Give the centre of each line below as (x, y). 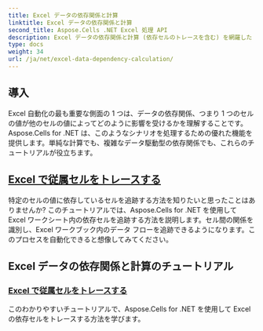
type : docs (26, 45)
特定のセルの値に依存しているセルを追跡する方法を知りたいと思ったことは (128, 200)
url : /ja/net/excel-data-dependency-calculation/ (91, 60)
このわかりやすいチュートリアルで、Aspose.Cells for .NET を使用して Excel (130, 309)
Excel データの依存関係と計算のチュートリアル (121, 266)
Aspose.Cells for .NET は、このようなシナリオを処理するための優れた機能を (130, 133)
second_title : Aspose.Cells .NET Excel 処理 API (88, 30)
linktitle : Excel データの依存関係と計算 (70, 23)
